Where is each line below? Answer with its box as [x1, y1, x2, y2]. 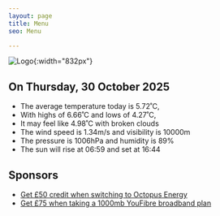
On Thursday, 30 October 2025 [8, 80, 170, 93]
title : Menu [8, 19, 49, 28]
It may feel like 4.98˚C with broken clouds [19, 119, 160, 128]
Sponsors [8, 168, 58, 182]
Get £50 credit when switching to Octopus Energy [19, 190, 188, 199]
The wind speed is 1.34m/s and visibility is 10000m [19, 127, 191, 137]
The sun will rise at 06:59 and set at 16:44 [19, 145, 161, 154]
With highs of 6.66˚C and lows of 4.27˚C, [19, 110, 157, 120]
